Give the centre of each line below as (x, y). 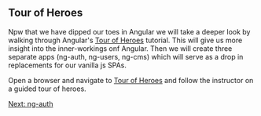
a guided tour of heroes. (47, 89)
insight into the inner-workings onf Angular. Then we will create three (120, 48)
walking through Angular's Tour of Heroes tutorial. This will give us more (125, 40)
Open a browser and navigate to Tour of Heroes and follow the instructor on (131, 80)
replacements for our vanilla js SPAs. (68, 65)
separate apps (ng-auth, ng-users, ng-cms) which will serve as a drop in (126, 56)
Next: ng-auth (31, 103)
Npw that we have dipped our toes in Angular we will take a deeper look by (129, 31)
